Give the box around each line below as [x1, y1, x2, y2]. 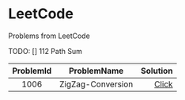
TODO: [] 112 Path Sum [8, 46, 83, 56]
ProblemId [12, 65, 52, 76]
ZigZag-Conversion [59, 79, 134, 90]
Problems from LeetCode [8, 31, 91, 40]
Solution [141, 65, 173, 76]
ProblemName [68, 65, 124, 76]
